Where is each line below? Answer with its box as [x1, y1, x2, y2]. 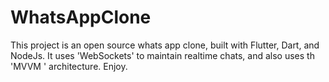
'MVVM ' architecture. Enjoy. [10, 60, 128, 72]
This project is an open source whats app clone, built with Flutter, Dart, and [10, 39, 320, 51]
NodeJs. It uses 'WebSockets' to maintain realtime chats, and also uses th [10, 49, 315, 61]
